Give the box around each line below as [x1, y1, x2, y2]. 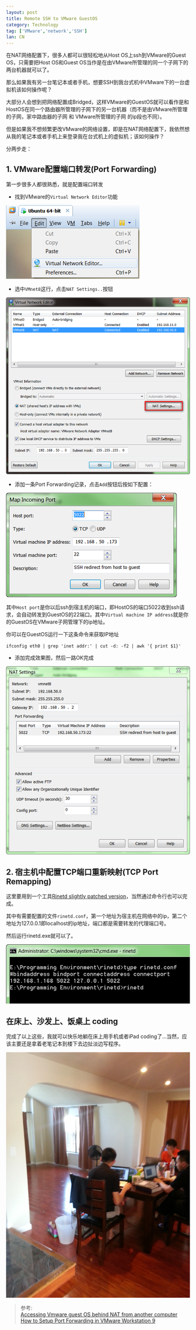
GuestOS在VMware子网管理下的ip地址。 [10, 618, 108, 626]
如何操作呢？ [21, 86, 52, 93]
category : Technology [6, 22, 59, 28]
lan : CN [6, 34, 25, 40]
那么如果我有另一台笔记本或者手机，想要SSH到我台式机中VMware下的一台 [6, 79, 185, 86]
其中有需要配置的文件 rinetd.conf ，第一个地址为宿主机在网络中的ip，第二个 [6, 913, 188, 920]
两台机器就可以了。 [6, 66, 52, 73]
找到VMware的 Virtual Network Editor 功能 [14, 193, 118, 200]
